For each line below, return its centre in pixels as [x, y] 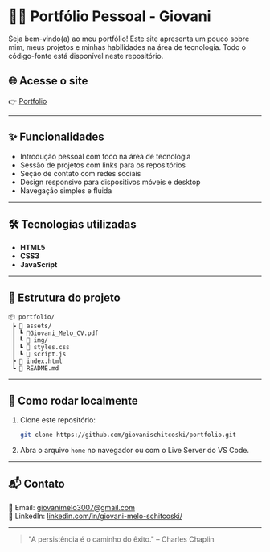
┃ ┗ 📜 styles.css [41, 348]
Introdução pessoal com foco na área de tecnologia [105, 156]
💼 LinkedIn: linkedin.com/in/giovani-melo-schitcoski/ [95, 516]
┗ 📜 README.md [35, 369]
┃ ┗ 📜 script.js [39, 354]
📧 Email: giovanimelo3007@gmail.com [72, 507]
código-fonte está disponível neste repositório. [86, 56]
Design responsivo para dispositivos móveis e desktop [110, 182]
